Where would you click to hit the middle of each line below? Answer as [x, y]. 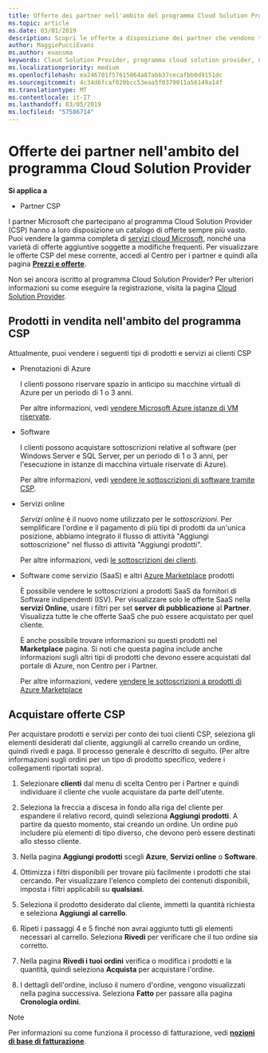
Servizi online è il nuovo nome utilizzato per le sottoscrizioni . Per [126, 519]
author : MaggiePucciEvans [51, 45]
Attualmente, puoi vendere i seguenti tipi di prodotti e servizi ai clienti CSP [130, 353]
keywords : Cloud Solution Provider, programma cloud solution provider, [132, 61]
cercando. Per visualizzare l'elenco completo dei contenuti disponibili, [135, 880]
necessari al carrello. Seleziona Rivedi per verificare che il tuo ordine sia [138, 937]
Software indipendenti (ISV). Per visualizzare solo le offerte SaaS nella [135, 599]
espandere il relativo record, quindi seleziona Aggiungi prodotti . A [128, 815]
